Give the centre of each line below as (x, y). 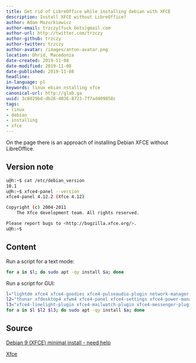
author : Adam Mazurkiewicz (39, 22)
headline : (18, 77)
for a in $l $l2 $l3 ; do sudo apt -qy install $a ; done (75, 310)
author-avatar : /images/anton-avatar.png (57, 50)
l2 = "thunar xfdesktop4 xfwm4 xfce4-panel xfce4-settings (77, 299)
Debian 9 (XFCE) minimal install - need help (58, 343)
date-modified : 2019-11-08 (39, 66)
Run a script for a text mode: (40, 261)
